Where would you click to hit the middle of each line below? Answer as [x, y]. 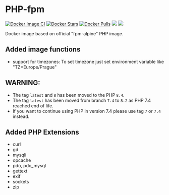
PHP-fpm [25, 9]
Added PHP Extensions [42, 132]
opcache [22, 160]
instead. [21, 116]
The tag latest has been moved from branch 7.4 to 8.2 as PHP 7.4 [82, 100]
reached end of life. [33, 106]
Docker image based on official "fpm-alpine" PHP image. [64, 33]
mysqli [19, 155]
